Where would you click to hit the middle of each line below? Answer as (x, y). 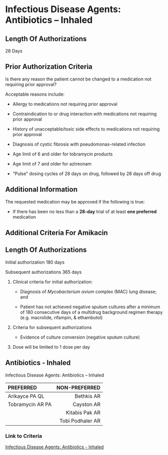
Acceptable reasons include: (35, 94)
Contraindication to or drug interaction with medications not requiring (85, 114)
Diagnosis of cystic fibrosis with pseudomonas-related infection (79, 144)
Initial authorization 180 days (35, 262)
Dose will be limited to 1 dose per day (51, 347)
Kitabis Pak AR (83, 412)
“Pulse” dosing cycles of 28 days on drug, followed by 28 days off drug (87, 174)
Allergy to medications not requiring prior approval (65, 104)
